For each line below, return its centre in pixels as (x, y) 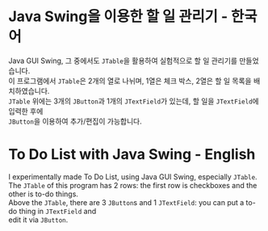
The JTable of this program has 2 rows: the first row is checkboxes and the (133, 185)
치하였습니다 (28, 90)
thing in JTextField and (58, 211)
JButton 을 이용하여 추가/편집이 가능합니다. (75, 121)
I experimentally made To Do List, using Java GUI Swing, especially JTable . (133, 176)
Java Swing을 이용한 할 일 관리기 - (118, 17)
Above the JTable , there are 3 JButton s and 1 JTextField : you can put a (126, 202)
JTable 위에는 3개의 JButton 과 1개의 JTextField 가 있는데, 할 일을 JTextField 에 (134, 101)
